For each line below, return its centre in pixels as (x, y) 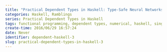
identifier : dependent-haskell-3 (40, 38)
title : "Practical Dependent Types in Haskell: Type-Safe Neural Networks (84, 10)
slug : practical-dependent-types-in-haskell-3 (54, 42)
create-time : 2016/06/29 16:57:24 (41, 28)
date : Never (17, 33)
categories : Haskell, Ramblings (39, 14)
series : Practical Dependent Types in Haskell (54, 19)
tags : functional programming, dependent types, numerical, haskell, (79, 24)
